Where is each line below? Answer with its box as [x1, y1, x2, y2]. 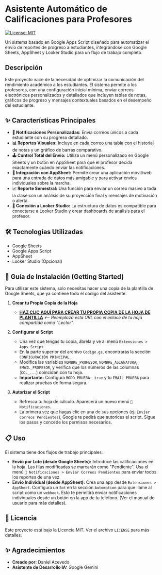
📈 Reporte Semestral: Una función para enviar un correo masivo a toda [12, 186, 157, 191]
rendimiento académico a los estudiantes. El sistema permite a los [5, 82, 137, 87]
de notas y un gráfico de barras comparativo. [12, 147, 103, 152]
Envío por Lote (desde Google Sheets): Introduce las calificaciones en [12, 459, 154, 464]
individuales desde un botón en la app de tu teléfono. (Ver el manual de [12, 495, 155, 501]
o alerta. [12, 198, 29, 203]
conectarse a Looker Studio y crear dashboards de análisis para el [12, 208, 145, 214]
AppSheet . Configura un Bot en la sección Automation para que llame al [12, 485, 152, 490]
